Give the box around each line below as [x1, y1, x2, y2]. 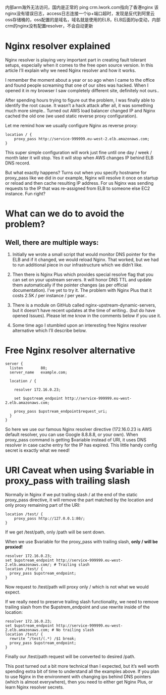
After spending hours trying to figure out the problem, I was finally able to [5, 97, 155, 103]
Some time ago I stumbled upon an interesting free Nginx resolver [12, 322, 147, 328]
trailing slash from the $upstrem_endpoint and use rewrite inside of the [5, 604, 150, 610]
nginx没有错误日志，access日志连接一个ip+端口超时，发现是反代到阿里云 [5, 10, 155, 16]
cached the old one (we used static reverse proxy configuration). [5, 113, 138, 119]
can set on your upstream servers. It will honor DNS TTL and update [12, 276, 152, 282]
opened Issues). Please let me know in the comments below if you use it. [12, 313, 162, 319]
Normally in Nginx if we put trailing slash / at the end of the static [5, 491, 138, 497]
